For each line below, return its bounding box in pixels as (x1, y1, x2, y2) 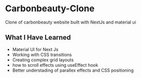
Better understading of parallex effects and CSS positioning (12, 67, 134, 73)
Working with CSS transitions (12, 52, 72, 57)
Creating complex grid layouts (12, 57, 74, 63)
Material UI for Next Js (12, 46, 58, 52)
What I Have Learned (5, 33, 71, 42)
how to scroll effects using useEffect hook (12, 62, 98, 68)
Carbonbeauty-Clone (5, 3, 95, 14)
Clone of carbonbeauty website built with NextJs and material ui (5, 19, 136, 25)
